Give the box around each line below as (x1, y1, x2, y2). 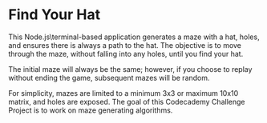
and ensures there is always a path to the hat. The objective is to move (8, 40, 242, 50)
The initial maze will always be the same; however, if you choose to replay (8, 64, 253, 73)
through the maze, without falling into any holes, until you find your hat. (8, 49, 244, 58)
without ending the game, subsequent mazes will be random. (8, 73, 210, 82)
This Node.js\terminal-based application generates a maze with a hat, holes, (8, 32, 260, 42)
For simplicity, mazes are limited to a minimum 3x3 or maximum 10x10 (8, 88, 239, 97)
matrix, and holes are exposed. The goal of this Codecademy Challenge (8, 97, 245, 106)
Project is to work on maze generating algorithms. (8, 105, 173, 115)
